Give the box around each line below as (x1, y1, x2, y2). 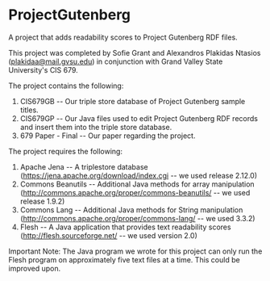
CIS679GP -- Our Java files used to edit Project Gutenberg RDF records (19, 113, 258, 123)
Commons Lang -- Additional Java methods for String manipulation (19, 204, 243, 215)
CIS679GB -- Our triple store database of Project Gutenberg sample (19, 96, 246, 106)
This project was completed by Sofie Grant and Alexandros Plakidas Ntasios (8, 48, 261, 57)
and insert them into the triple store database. (19, 122, 172, 132)
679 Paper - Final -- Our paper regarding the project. (19, 131, 196, 140)
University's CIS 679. (8, 65, 78, 74)
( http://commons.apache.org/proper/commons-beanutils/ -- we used (19, 187, 251, 197)
